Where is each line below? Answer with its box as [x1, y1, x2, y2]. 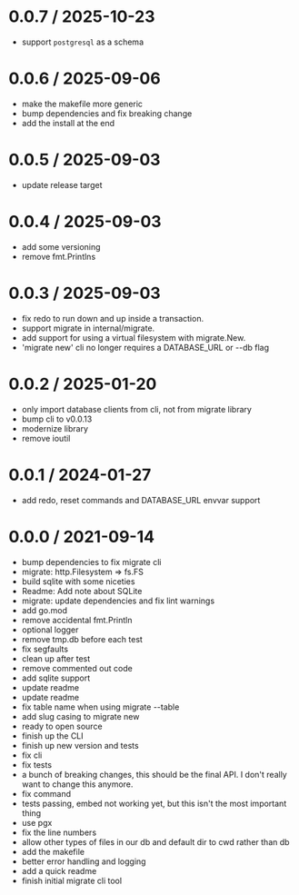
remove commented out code [21, 662, 133, 673]
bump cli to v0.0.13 [21, 413, 93, 424]
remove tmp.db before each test [21, 633, 143, 644]
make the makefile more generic [21, 98, 143, 109]
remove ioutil [21, 433, 71, 443]
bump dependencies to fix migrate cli [21, 556, 162, 567]
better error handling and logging [21, 856, 146, 867]
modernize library [21, 423, 88, 433]
